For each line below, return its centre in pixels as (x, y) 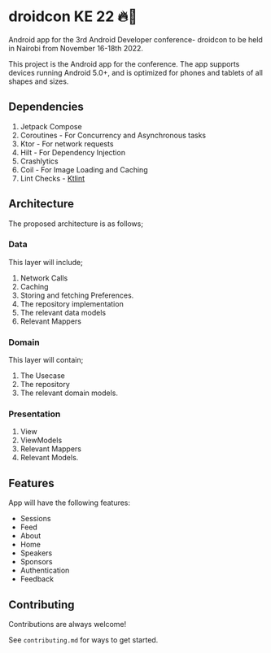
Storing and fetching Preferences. (77, 295)
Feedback (37, 579)
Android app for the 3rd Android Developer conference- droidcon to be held (135, 39)
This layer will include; (46, 262)
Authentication (45, 570)
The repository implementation (72, 303)
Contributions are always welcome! (68, 625)
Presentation (35, 414)
